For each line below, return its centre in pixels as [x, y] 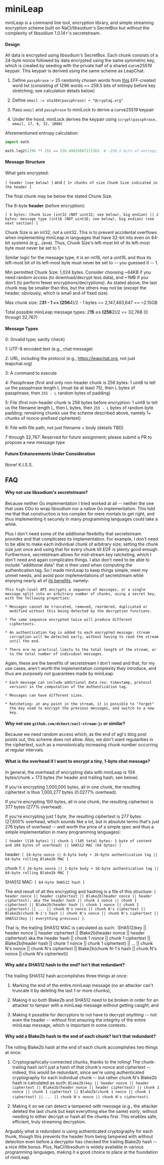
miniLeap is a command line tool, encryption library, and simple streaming [80, 23]
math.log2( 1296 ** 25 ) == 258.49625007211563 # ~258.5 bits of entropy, [82, 151]
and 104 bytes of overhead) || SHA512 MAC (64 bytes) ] [63, 845]
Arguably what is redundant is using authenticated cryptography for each [79, 1131]
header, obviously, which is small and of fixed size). [57, 293]
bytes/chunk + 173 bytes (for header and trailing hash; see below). [72, 777]
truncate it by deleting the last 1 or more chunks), [61, 990]
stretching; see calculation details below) [54, 91]
